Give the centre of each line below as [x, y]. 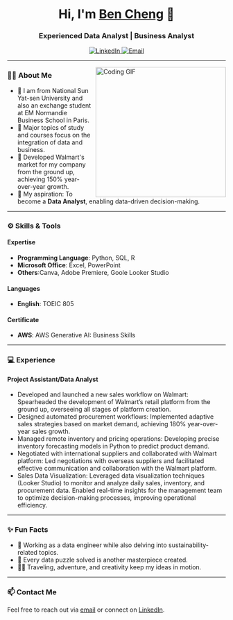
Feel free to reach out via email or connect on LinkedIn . [86, 610]
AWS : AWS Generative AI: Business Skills [76, 335]
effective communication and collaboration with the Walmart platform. [117, 469]
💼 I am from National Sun [53, 90]
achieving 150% [40, 179]
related [27, 552]
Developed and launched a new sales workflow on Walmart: [103, 394]
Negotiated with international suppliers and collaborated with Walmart [117, 453]
